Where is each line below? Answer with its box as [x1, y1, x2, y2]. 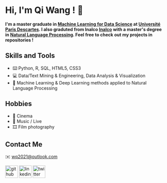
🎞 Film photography [12, 123, 55, 129]
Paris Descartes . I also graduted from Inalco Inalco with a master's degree [5, 26, 162, 32]
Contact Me [5, 140, 42, 148]
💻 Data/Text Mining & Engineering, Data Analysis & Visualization [12, 72, 146, 78]
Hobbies [5, 99, 32, 108]
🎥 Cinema [12, 112, 33, 119]
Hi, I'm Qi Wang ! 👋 [5, 4, 83, 16]
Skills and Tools [5, 51, 55, 60]
